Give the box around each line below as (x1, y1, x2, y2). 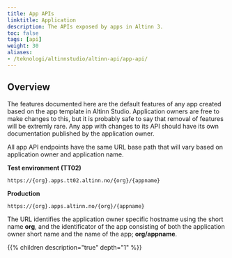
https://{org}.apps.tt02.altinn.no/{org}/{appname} (7, 177, 160, 184)
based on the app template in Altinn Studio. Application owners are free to (7, 107, 219, 115)
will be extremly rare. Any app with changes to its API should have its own (7, 122, 219, 130)
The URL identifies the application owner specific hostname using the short (7, 215, 224, 223)
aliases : (7, 49, 33, 56)
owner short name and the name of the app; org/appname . (7, 229, 178, 238)
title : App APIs (7, 10, 54, 17)
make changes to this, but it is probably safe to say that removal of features (7, 114, 224, 122)
